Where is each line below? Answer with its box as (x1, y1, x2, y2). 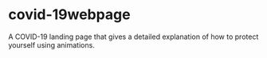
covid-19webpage (8, 6, 131, 24)
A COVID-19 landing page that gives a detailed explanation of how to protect (8, 32, 259, 41)
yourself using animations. (8, 40, 96, 49)
